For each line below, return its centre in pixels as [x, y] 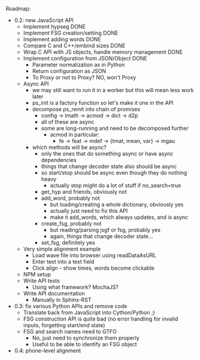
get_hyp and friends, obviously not [84, 192]
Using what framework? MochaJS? [75, 287]
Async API [36, 84]
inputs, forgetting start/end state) [64, 325]
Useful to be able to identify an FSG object [84, 344]
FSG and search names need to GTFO [70, 332]
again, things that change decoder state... [101, 236]
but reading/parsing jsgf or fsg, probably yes [105, 230]
